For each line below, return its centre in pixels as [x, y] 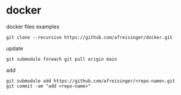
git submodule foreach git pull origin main [62, 59]
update [15, 48]
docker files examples [33, 27]
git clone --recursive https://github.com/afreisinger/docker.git [89, 37]
